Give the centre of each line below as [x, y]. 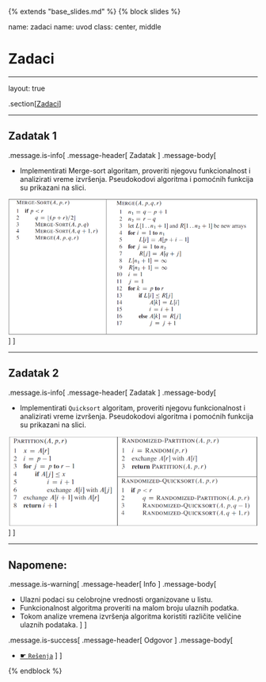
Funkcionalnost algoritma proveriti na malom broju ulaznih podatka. [129, 607]
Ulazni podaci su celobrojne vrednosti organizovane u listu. [116, 599]
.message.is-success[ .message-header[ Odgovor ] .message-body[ [121, 640]
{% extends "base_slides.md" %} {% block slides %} [95, 12]
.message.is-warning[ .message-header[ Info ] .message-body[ [112, 584]
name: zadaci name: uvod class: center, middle [85, 27]
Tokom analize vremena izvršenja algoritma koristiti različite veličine [130, 616]
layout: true [27, 88]
